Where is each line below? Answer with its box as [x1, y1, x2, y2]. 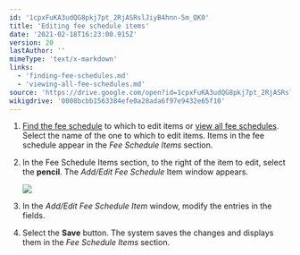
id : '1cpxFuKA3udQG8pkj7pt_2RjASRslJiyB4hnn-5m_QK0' [9, 13, 210, 22]
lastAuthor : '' [9, 47, 66, 55]
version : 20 [9, 38, 54, 47]
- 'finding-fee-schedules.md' [17, 72, 129, 81]
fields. [21, 210, 46, 221]
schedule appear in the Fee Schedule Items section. [21, 140, 213, 150]
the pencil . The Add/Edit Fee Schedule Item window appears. [21, 166, 248, 177]
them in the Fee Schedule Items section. [21, 237, 171, 248]
